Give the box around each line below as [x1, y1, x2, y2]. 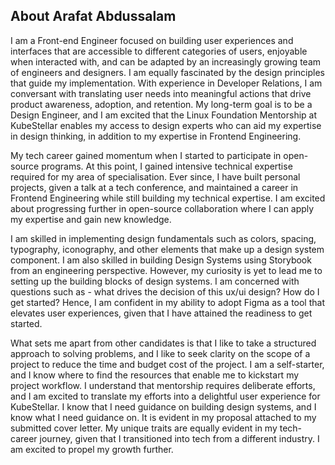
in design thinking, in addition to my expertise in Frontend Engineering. [10, 130, 302, 142]
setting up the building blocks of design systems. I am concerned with [10, 275, 300, 287]
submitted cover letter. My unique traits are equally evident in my [10, 422, 278, 434]
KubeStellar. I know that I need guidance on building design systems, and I [10, 400, 317, 413]
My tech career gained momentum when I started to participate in [10, 149, 282, 161]
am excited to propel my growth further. [10, 443, 174, 455]
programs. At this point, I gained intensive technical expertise [41, 160, 293, 172]
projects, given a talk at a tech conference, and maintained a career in [10, 181, 299, 193]
